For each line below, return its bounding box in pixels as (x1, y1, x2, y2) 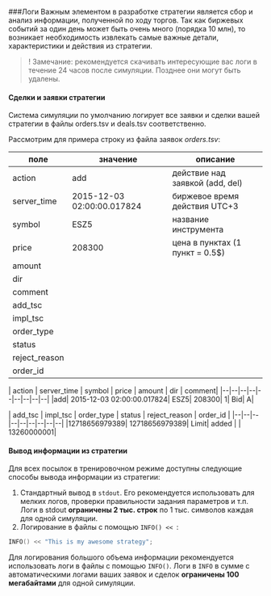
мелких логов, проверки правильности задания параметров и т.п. (19, 497, 248, 506)
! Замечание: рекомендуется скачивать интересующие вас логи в (27, 57, 258, 66)
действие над (172, 167, 226, 178)
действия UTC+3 (172, 201, 239, 212)
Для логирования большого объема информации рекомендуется (8, 552, 234, 562)
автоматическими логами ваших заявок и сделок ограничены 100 (8, 569, 240, 580)
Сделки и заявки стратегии (8, 92, 106, 102)
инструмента (172, 224, 224, 235)
